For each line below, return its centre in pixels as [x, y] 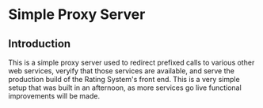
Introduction [40, 44]
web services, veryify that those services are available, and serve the [122, 71]
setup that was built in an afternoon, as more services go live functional [125, 88]
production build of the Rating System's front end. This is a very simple [124, 79]
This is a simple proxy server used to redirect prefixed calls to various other [131, 62]
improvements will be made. [54, 96]
